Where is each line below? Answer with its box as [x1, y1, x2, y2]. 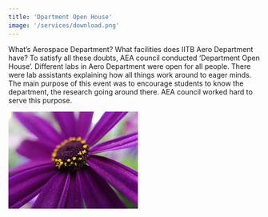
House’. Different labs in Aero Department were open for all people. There [8, 61, 251, 71]
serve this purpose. [8, 95, 73, 105]
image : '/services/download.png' [8, 21, 120, 30]
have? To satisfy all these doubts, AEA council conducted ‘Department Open [8, 53, 260, 62]
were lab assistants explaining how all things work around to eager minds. [8, 70, 252, 79]
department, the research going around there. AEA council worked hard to [8, 86, 254, 96]
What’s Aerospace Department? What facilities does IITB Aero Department [8, 44, 254, 54]
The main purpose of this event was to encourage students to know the [8, 78, 244, 88]
